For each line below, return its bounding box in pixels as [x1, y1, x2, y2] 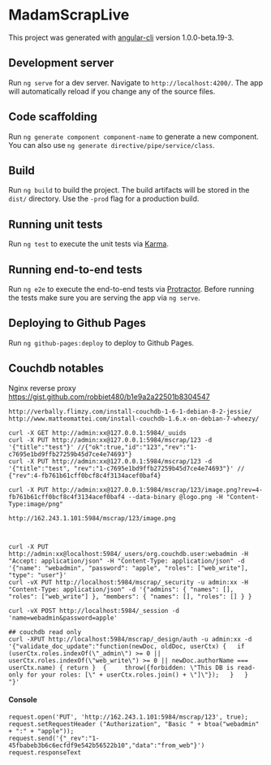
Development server [8, 56, 114, 70]
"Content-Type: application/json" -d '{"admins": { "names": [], [8, 585, 234, 593]
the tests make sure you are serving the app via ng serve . [8, 293, 200, 302]
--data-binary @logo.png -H [128, 493, 223, 501]
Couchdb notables [8, 362, 104, 376]
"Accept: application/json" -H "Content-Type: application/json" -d [8, 557, 245, 565]
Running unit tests [8, 217, 103, 231]
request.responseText [8, 748, 82, 757]
